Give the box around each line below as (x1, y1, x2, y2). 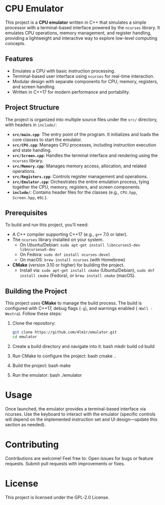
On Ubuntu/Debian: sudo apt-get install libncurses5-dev (19, 242, 140, 248)
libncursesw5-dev (19, 247, 56, 252)
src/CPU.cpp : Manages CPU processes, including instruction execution (12, 142, 157, 148)
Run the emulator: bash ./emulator (12, 372, 82, 378)
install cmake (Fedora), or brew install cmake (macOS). (19, 273, 136, 279)
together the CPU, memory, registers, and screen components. (12, 184, 141, 190)
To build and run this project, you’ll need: (5, 222, 89, 228)
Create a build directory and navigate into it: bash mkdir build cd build (12, 343, 155, 349)
